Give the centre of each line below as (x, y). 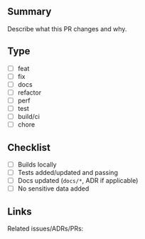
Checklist (29, 148)
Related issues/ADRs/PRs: (45, 228)
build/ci (29, 116)
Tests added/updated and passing (68, 172)
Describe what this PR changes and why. (67, 28)
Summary (29, 12)
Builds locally (37, 164)
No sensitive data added (53, 188)
